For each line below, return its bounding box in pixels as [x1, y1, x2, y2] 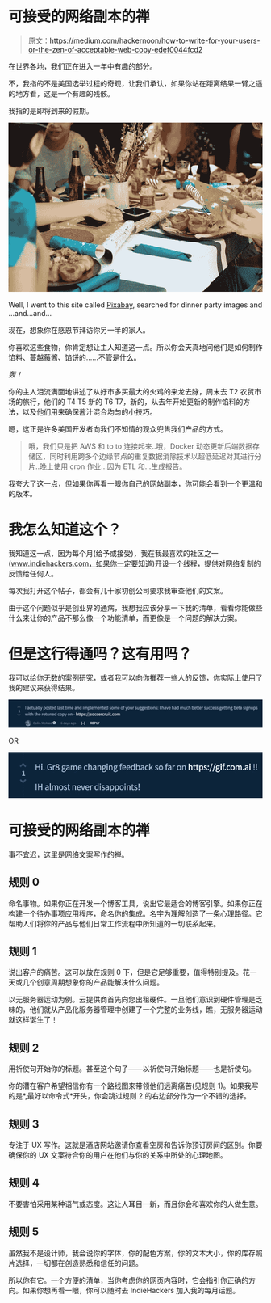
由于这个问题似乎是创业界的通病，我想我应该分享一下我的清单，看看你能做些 [8, 603, 263, 613]
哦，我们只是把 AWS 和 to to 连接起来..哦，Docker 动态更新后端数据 [27, 441, 253, 451]
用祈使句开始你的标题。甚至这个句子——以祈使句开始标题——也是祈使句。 [8, 1064, 256, 1073]
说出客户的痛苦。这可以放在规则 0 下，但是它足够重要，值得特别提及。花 [8, 968, 250, 977]
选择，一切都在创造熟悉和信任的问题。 [15, 1258, 143, 1267]
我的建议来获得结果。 [8, 683, 79, 693]
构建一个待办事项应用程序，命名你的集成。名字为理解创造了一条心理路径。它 [8, 909, 263, 918]
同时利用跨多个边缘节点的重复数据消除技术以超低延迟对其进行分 [49, 452, 262, 462]
